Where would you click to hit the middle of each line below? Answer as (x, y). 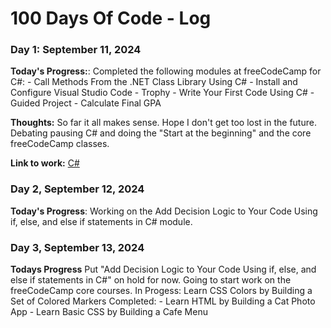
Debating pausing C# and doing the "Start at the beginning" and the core (161, 133)
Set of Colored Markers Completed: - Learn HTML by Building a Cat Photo (163, 301)
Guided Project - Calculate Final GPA (86, 103)
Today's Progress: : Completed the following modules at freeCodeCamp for (166, 71)
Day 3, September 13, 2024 (77, 247)
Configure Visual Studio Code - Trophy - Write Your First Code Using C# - (162, 93)
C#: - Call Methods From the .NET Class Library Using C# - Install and (154, 82)
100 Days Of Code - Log (111, 18)
